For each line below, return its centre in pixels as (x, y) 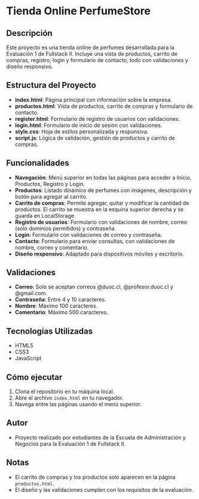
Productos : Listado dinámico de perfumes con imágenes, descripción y (103, 190)
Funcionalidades (38, 163)
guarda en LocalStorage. (45, 215)
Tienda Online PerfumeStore (79, 11)
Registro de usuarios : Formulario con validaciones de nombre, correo (101, 222)
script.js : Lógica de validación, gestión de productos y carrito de (95, 138)
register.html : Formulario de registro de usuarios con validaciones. (97, 118)
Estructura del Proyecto (51, 85)
